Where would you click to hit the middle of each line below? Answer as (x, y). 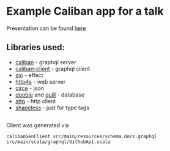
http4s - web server (40, 81)
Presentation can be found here (46, 28)
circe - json (30, 88)
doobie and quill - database (50, 94)
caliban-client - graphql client (53, 68)
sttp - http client (35, 101)
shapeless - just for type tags (52, 108)
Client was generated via (38, 125)
